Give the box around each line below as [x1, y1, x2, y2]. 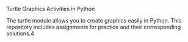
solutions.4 [6, 30, 35, 37]
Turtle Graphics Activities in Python [6, 5, 95, 12]
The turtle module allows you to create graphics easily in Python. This [6, 17, 182, 24]
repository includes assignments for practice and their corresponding [6, 24, 181, 30]
